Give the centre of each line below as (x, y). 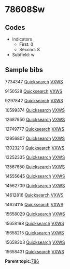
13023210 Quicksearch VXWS (35, 148)
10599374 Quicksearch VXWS (35, 110)
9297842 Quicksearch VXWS (34, 100)
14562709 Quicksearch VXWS (35, 185)
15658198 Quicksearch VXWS (35, 223)
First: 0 (26, 44)
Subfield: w (23, 55)
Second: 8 (29, 49)
